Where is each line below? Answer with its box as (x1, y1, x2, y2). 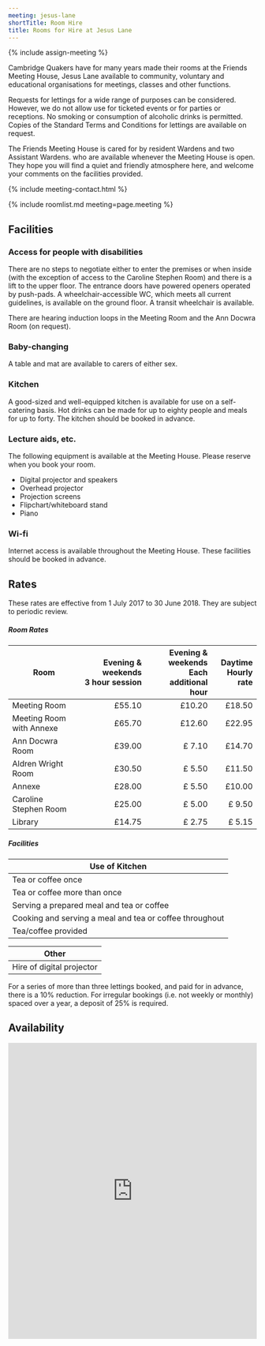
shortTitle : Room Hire (8, 19, 83, 27)
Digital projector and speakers (19, 474, 118, 484)
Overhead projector (19, 483, 84, 493)
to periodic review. (8, 607, 69, 617)
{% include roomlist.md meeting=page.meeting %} (8, 200, 174, 209)
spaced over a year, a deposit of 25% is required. (8, 999, 169, 1007)
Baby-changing (8, 341, 69, 352)
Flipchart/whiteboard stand (19, 500, 108, 509)
